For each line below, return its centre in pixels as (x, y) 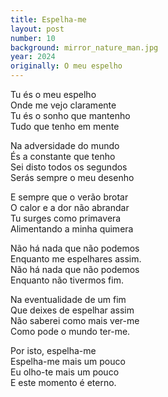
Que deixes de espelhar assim (72, 310)
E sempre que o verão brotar (69, 197)
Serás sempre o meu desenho (72, 177)
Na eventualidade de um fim (68, 299)
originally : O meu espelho (66, 66)
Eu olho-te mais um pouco (65, 372)
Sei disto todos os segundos (69, 167)
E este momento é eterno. (63, 382)
